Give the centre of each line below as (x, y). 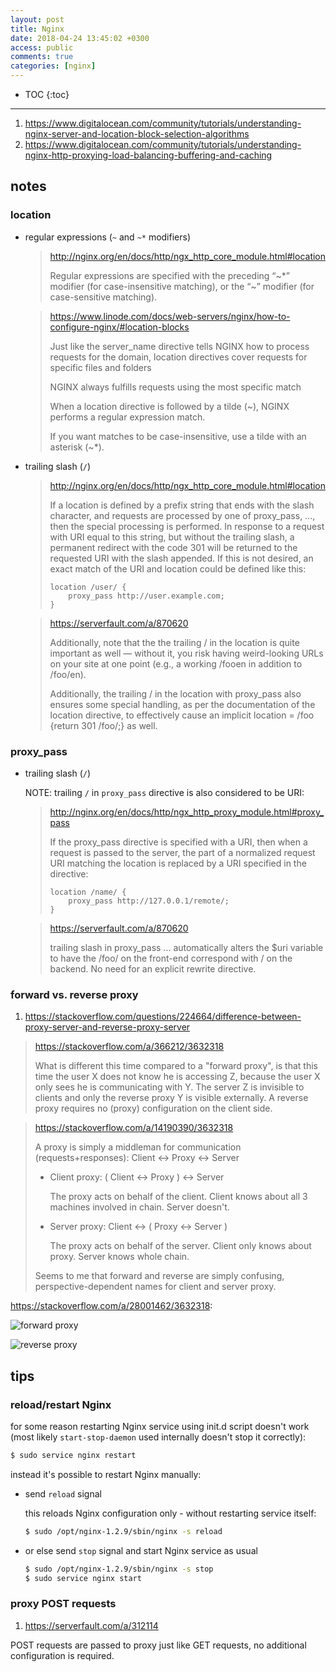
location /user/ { (88, 587)
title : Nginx (37, 29)
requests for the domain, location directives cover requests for (178, 357)
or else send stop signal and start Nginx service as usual (141, 1550)
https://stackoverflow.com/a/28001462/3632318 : (111, 1306)
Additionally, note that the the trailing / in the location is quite (174, 642)
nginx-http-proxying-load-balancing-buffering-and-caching (148, 155)
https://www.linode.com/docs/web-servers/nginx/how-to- (170, 316)
